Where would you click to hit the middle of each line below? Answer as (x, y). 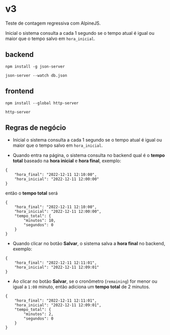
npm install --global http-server (42, 103)
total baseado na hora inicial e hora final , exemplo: (67, 161)
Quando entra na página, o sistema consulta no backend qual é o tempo (89, 155)
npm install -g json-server (35, 66)
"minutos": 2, (39, 314)
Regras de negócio (36, 127)
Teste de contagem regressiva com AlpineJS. (53, 23)
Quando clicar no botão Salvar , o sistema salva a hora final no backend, (89, 244)
